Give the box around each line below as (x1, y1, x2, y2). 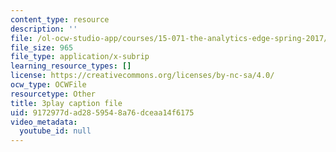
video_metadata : (10, 117, 78, 127)
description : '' (10, 24, 78, 34)
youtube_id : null (19, 126, 92, 136)
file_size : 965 (10, 42, 74, 53)
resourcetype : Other (10, 89, 97, 99)
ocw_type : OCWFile (10, 80, 87, 90)
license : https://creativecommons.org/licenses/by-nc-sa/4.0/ (10, 71, 275, 81)
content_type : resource (10, 14, 110, 25)
